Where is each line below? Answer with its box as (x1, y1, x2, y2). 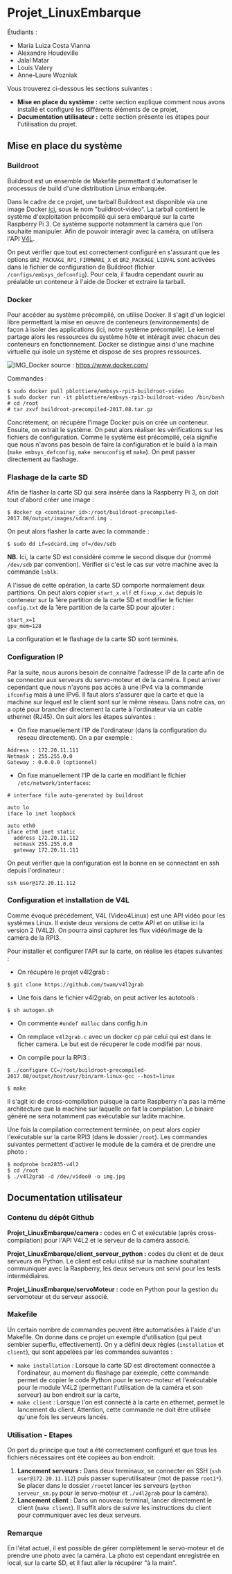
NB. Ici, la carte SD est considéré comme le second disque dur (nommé (7, 553, 212, 561)
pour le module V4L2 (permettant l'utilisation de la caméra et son (17, 1383, 203, 1391)
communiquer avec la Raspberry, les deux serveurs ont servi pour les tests (7, 1264, 222, 1273)
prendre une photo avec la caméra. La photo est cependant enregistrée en (7, 1551, 220, 1560)
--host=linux (137, 1072, 175, 1079)
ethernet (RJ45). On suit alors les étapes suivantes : (7, 712, 156, 720)
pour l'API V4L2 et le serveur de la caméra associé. (44, 1236, 190, 1244)
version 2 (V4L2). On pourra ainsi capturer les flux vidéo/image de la (7, 926, 203, 934)
